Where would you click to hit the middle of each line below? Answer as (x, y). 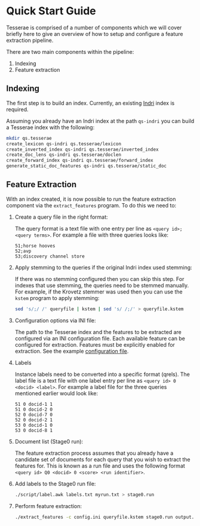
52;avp (23, 251)
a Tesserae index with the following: (50, 127)
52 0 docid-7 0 (34, 415)
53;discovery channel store (50, 256)
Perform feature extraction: (48, 506)
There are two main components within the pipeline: (70, 51)
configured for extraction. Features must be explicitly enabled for (95, 344)
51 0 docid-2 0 (34, 409)
